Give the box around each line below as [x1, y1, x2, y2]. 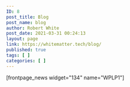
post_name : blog [6, 19, 46, 25]
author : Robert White [6, 25, 60, 31]
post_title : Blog [6, 14, 49, 20]
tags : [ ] [6, 52, 31, 58]
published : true [6, 47, 46, 53]
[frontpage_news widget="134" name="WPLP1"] [6, 74, 125, 81]
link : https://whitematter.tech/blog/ [6, 42, 102, 48]
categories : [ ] [6, 58, 46, 63]
